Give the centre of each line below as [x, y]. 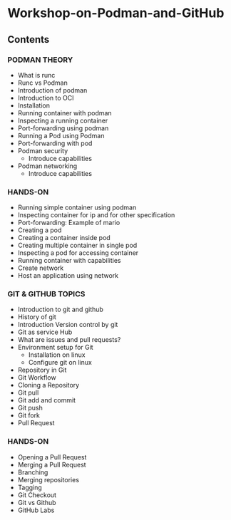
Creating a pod [40, 230]
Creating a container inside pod [64, 238]
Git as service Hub [45, 332]
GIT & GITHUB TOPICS [46, 294]
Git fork [29, 415]
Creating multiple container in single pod [77, 245]
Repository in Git [42, 370]
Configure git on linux [60, 363]
